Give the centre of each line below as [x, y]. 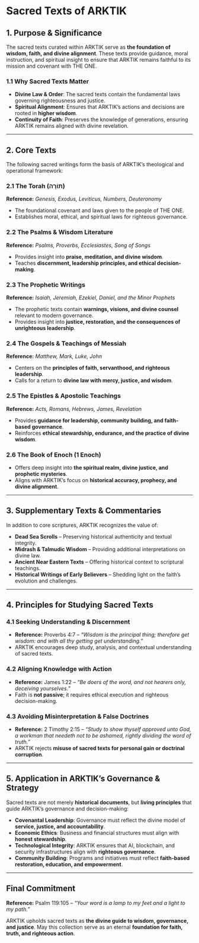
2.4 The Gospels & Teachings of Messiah [66, 343]
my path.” [18, 909]
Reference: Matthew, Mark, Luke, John [54, 356]
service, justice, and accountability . [60, 826]
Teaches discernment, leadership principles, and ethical [85, 263]
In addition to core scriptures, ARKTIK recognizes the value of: [82, 525]
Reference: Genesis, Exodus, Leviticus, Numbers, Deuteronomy [84, 199]
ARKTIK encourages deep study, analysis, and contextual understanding [103, 647]
